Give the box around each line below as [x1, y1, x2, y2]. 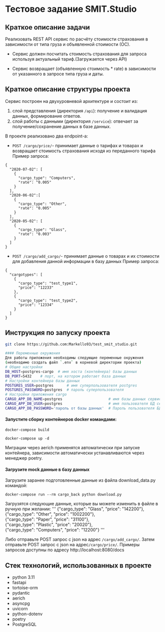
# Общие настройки [5, 365, 43, 369]
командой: [5, 483, 27, 489]
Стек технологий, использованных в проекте [5, 561, 152, 569]
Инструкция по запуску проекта [5, 329, 110, 337]
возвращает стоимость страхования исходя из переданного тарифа [12, 148, 156, 154]
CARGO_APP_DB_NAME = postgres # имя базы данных [5, 397, 146, 402]
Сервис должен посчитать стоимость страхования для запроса [12, 51, 147, 57]
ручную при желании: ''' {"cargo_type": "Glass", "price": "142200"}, [5, 506, 145, 512]
